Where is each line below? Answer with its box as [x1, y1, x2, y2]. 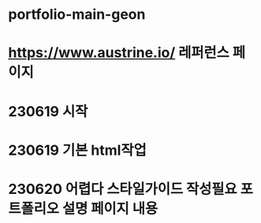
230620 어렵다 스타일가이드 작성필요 [8, 180, 238, 198]
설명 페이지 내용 [62, 199, 158, 218]
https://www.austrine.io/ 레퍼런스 [8, 44, 230, 62]
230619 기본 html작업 [8, 141, 147, 159]
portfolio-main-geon [8, 5, 146, 24]
